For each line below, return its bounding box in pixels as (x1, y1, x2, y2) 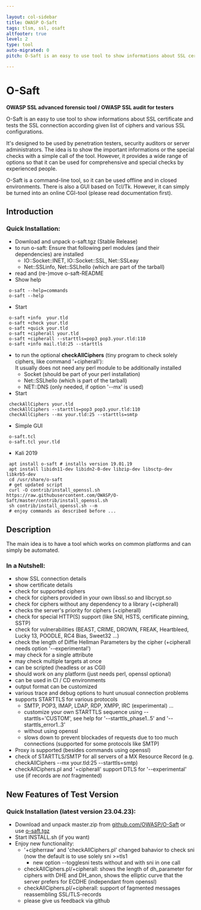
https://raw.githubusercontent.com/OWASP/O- (6, 493, 119, 499)
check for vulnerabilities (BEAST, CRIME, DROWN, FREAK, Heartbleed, (14, 626, 189, 633)
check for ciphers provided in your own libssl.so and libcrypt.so (14, 594, 172, 601)
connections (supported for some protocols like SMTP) (23, 740, 160, 747)
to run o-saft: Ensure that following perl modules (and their (14, 245, 160, 252)
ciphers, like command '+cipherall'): (14, 358, 103, 365)
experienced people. (6, 165, 57, 172)
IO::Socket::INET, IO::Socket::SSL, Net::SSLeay (23, 257, 139, 264)
